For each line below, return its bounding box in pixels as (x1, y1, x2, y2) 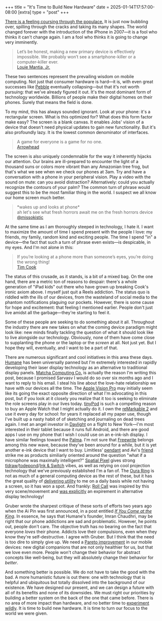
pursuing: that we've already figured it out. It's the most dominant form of (5, 89, 151, 95)
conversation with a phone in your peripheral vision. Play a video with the (5, 174, 151, 180)
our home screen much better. (5, 195, 65, 201)
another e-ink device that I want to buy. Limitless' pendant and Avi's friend (5, 447, 153, 453)
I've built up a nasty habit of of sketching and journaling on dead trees (5, 416, 145, 422)
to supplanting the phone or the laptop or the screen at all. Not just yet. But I (5, 340, 156, 345)
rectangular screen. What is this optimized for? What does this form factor (5, 114, 153, 119)
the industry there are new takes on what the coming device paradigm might (5, 324, 157, 330)
